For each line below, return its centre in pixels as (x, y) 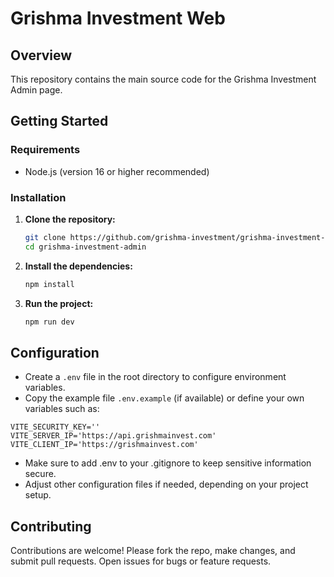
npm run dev (49, 322)
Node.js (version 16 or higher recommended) (117, 171)
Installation (38, 197)
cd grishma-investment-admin (85, 247)
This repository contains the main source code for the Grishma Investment (163, 79)
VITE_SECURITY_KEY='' (55, 427)
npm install (49, 284)
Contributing (51, 526)
